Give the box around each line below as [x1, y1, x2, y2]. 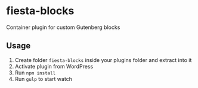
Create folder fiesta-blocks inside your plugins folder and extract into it [14, 56, 192, 63]
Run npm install [14, 69, 56, 76]
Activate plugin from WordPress [14, 63, 94, 70]
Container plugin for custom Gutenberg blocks [6, 24, 120, 31]
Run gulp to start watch [14, 75, 73, 82]
